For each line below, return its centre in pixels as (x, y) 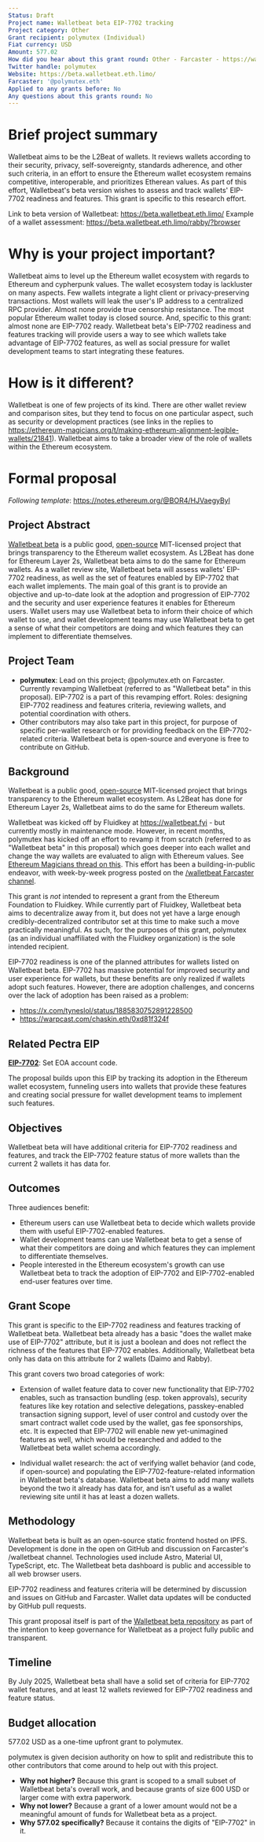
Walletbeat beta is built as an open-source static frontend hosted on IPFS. (128, 1540)
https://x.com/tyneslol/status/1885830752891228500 (106, 1011)
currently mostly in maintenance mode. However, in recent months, (117, 831)
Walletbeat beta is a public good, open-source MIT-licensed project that (125, 544)
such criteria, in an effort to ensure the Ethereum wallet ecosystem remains (130, 173)
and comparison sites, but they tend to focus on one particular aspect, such (131, 414)
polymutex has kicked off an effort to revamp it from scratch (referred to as (130, 839)
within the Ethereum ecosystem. (60, 447)
